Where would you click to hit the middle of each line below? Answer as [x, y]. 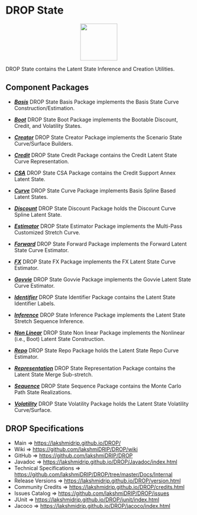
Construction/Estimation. [44, 108]
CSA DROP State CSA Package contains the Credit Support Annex [95, 173]
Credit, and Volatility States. [48, 125]
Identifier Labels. [35, 303]
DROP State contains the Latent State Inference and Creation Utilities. [90, 69]
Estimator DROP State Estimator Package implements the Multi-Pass [98, 226]
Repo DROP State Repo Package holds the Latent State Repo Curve [96, 350]
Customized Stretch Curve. [47, 232]
